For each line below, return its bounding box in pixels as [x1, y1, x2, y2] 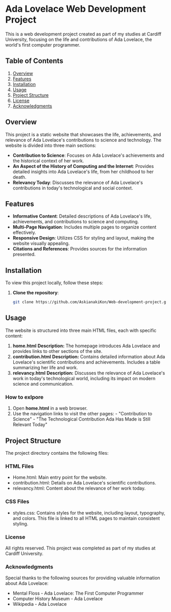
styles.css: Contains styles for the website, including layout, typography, [12, 510, 166, 516]
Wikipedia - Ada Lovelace [12, 601, 67, 607]
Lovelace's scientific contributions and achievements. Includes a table [12, 359, 161, 365]
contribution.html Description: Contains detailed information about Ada [12, 353, 165, 360]
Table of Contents [5, 57, 64, 66]
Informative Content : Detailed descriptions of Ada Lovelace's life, [12, 213, 152, 219]
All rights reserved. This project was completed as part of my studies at [5, 545, 156, 551]
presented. [12, 251, 36, 258]
